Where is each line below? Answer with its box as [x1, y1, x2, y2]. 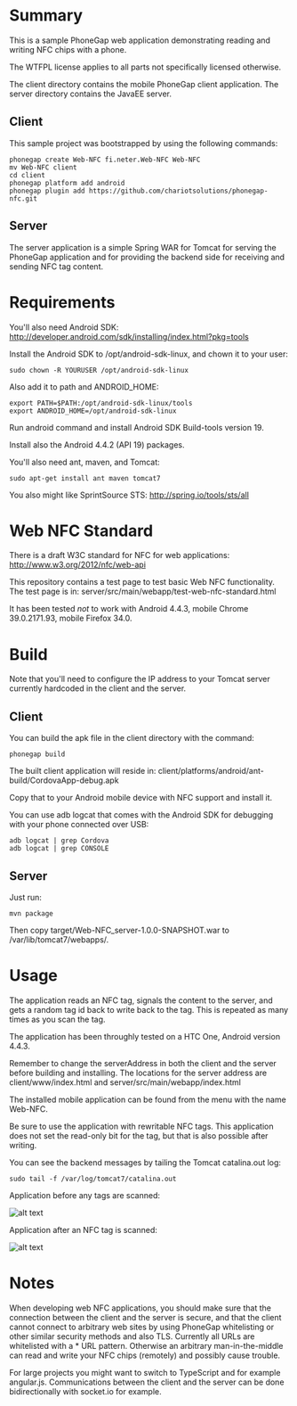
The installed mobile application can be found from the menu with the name [9, 1094, 286, 1105]
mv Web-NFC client [9, 162, 77, 172]
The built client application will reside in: [9, 766, 157, 777]
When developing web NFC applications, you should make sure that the [9, 1303, 271, 1313]
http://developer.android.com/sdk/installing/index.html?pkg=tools [9, 331, 249, 341]
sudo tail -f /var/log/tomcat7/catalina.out [9, 1174, 177, 1183]
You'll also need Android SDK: [9, 322, 119, 333]
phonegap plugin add [9, 186, 86, 195]
